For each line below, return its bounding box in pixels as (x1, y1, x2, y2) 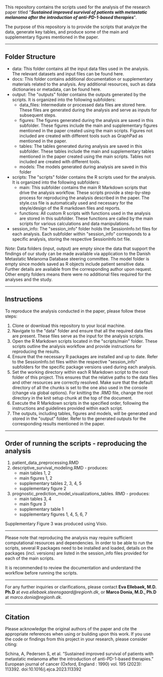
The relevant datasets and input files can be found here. (12, 70, 125, 77)
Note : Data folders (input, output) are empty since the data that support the (5, 245, 155, 251)
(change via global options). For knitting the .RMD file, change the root (12, 390, 153, 396)
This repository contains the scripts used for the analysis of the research (5, 4, 150, 10)
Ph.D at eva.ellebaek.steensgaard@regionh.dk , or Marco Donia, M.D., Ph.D (5, 589, 157, 595)
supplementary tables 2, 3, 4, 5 (19, 481, 82, 486)
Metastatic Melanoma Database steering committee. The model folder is (5, 256, 149, 261)
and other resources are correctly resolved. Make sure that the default (12, 379, 153, 385)
